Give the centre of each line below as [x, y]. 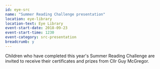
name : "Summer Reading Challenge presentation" [55, 14]
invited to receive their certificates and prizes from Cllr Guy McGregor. [77, 61]
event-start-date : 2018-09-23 [37, 28]
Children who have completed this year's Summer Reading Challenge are [80, 56]
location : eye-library [29, 19]
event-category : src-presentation [41, 37]
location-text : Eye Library [34, 23]
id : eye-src [17, 10]
